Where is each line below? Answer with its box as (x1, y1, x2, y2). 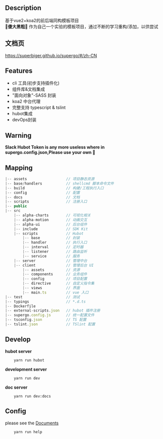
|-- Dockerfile (5, 304, 36, 309)
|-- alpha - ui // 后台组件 (14, 222, 88, 227)
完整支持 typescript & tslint (12, 105, 66, 110)
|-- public (5, 204, 27, 209)
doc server (5, 384, 28, 390)
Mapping (5, 164, 33, 172)
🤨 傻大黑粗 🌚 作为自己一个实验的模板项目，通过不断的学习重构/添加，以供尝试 (5, 23, 159, 29)
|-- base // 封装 (22, 235, 80, 241)
